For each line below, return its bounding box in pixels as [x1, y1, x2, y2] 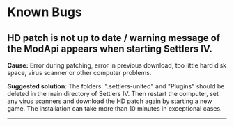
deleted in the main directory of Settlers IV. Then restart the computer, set [7, 90, 219, 97]
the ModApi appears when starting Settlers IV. [7, 42, 212, 54]
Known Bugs [7, 4, 82, 20]
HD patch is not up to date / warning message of [7, 32, 221, 44]
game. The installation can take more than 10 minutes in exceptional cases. [7, 104, 222, 112]
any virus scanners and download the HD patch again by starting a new [7, 97, 212, 105]
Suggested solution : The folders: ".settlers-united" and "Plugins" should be [7, 82, 225, 90]
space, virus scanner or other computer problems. [7, 69, 152, 77]
